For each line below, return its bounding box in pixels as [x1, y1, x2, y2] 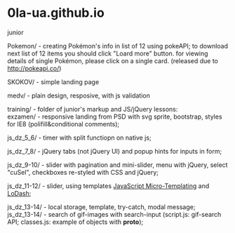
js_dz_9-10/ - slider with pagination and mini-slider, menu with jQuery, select [7, 160, 228, 169]
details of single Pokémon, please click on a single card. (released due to [7, 56, 219, 65]
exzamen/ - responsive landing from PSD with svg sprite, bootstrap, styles [7, 112, 222, 121]
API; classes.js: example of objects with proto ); [7, 218, 144, 226]
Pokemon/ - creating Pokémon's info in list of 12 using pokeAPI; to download [7, 41, 229, 50]
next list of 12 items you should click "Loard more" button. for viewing [7, 49, 208, 58]
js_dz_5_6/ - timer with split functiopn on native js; [7, 133, 152, 142]
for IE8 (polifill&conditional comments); [7, 119, 120, 128]
